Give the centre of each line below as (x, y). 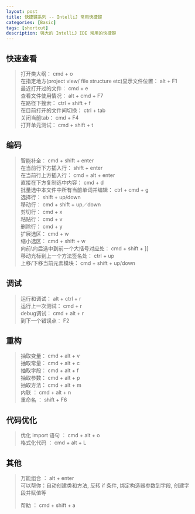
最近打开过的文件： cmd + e (54, 88)
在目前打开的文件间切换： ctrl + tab (63, 110)
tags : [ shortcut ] (27, 28)
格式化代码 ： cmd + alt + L (53, 442)
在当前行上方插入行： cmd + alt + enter (68, 175)
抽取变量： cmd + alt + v (50, 356)
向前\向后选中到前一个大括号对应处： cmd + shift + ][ (84, 248)
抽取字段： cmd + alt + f (49, 370)
